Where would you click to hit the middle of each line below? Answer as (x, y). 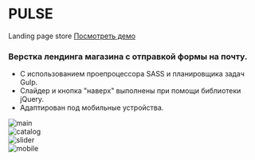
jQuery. (32, 100)
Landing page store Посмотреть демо (72, 36)
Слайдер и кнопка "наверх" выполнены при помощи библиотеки (130, 91)
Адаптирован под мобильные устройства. (92, 107)
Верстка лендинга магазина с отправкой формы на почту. (128, 57)
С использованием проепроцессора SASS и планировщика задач (132, 74)
